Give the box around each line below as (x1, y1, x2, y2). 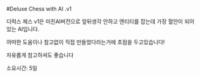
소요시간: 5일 (6, 64, 38, 71)
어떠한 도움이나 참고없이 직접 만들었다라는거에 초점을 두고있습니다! (6, 38, 165, 45)
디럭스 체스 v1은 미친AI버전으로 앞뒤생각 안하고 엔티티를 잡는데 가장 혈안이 (6, 18, 183, 25)
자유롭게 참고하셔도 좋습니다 (6, 51, 74, 59)
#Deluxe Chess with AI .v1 (6, 5, 72, 12)
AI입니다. (17, 26, 40, 32)
